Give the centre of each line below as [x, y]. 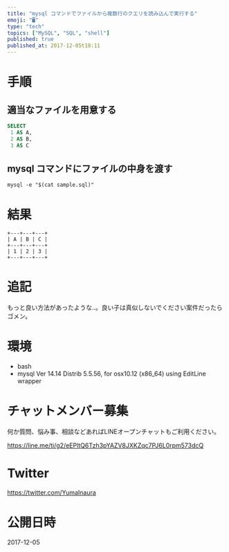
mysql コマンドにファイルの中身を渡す [90, 168]
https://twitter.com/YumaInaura [52, 493]
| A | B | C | [28, 239]
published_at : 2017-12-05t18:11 [54, 46]
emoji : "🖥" [23, 20]
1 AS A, [21, 132]
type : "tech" [26, 26]
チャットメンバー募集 [68, 411]
